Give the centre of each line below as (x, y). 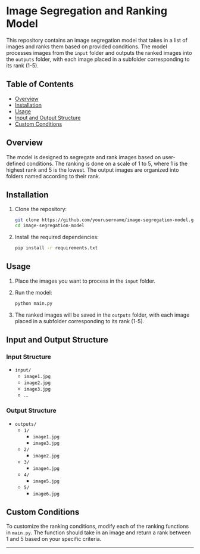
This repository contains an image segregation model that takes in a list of (97, 40)
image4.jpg (46, 468)
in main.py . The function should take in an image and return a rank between (99, 533)
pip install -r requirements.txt (56, 248)
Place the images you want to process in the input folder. (85, 281)
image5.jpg (46, 481)
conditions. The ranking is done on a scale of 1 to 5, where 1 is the (107, 163)
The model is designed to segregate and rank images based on (84, 157)
